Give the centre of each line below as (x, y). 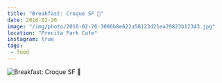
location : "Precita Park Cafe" (52, 33)
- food (20, 53)
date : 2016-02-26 (32, 20)
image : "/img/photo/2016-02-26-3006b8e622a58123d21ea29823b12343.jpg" (111, 26)
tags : (15, 46)
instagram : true (31, 39)
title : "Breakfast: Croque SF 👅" (55, 13)
